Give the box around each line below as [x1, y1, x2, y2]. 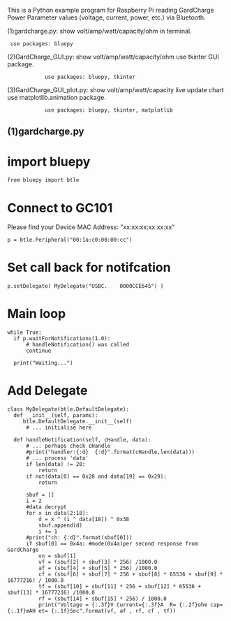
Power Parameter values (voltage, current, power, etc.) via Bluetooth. [7, 13, 206, 22]
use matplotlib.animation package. [7, 94, 106, 101]
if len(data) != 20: [25, 461, 86, 468]
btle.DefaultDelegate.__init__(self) [22, 418, 133, 425]
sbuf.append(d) [38, 522, 82, 529]
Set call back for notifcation [7, 260, 171, 275]
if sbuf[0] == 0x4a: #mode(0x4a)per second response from [25, 541, 198, 548]
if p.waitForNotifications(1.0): [13, 335, 111, 342]
